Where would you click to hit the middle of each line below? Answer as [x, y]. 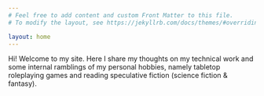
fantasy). [23, 84]
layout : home [29, 37]
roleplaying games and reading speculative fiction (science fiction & [118, 76]
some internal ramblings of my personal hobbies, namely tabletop [114, 67]
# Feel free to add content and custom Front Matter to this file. [121, 15]
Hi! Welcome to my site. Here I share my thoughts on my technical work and [131, 59]
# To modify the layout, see [56, 23]
